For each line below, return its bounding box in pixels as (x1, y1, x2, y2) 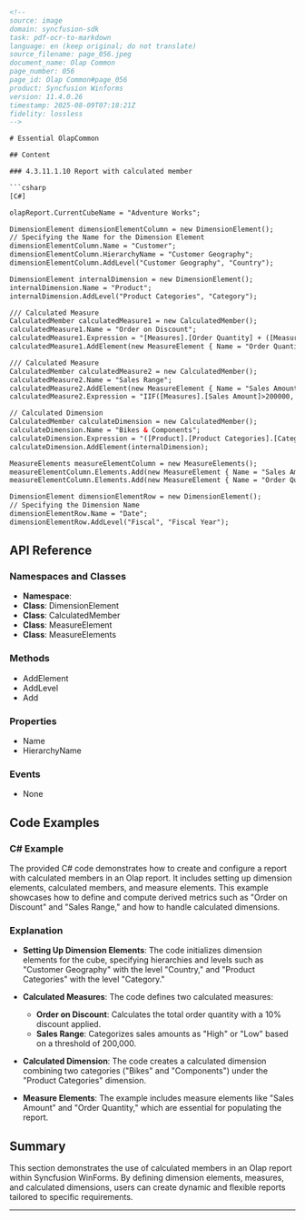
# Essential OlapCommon (9, 134, 100, 144)
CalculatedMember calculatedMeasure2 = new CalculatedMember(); (9, 367, 258, 376)
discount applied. (35, 1019, 102, 1030)
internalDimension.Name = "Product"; (9, 283, 152, 292)
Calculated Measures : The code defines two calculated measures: (22, 992, 274, 1003)
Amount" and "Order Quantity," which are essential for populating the (22, 1103, 282, 1114)
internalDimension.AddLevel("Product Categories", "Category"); (9, 291, 258, 301)
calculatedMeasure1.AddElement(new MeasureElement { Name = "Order (9, 342, 271, 351)
